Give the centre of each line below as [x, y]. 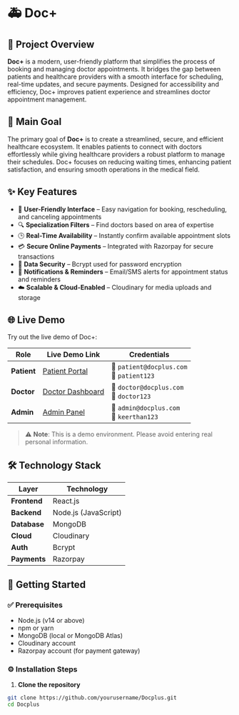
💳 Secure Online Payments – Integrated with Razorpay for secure [116, 246]
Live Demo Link [73, 355]
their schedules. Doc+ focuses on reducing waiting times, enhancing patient [119, 161]
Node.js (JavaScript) [87, 513]
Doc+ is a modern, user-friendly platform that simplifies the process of [111, 61]
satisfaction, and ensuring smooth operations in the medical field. [103, 169]
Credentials [149, 355]
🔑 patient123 [133, 376]
